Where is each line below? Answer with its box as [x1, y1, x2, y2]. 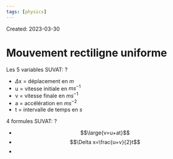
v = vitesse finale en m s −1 [14, 91, 79, 99]
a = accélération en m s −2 [14, 98, 77, 106]
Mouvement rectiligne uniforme [6, 46, 168, 60]
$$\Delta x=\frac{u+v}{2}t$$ [69, 138, 141, 145]
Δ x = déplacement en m [14, 77, 74, 84]
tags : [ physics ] [6, 8, 47, 15]
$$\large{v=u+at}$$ [80, 129, 130, 136]
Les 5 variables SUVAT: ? [6, 66, 68, 73]
